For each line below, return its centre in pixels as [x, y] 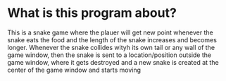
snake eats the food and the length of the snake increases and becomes [112, 39]
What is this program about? [92, 13]
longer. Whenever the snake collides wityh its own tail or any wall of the [111, 47]
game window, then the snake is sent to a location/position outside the [109, 55]
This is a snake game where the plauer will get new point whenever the [110, 32]
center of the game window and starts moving [74, 70]
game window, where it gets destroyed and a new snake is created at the [113, 62]
